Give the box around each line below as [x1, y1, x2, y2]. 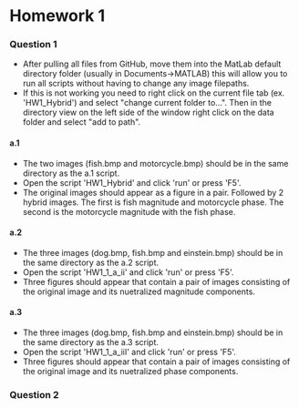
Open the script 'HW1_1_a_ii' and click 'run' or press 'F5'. [22, 266, 234, 278]
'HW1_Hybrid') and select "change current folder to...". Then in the [22, 97, 272, 108]
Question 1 [9, 38, 57, 51]
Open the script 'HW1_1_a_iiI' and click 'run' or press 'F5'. [22, 347, 237, 358]
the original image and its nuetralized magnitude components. [22, 286, 255, 297]
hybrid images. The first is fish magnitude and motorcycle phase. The [22, 197, 284, 208]
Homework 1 [9, 5, 106, 26]
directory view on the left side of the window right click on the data [22, 107, 275, 118]
